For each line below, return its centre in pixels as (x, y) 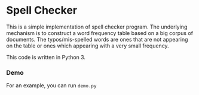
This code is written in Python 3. (46, 57)
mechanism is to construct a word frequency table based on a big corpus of (99, 33)
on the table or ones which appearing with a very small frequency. (88, 46)
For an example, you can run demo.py (51, 85)
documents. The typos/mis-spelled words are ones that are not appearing (97, 39)
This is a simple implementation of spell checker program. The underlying (97, 27)
